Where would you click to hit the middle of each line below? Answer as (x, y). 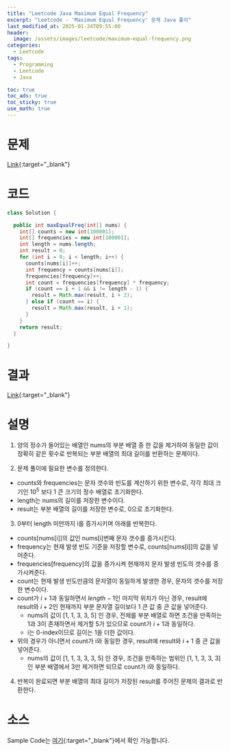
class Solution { (32, 213)
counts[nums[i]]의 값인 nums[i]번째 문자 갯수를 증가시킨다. (97, 538)
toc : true (21, 90)
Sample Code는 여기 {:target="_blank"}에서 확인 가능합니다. (88, 740)
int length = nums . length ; (58, 244)
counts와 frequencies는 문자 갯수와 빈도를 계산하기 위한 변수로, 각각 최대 (115, 483)
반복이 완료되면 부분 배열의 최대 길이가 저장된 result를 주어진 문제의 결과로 (116, 681)
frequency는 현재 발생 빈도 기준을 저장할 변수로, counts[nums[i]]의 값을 (114, 547)
